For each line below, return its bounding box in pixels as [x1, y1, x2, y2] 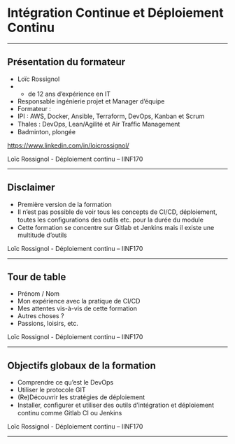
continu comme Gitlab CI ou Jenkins [17, 409, 122, 417]
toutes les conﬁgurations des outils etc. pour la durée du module [17, 215, 204, 224]
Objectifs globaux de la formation [7, 359, 156, 371]
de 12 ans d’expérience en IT [27, 89, 111, 98]
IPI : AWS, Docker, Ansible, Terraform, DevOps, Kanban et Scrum [17, 112, 205, 120]
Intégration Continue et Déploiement [7, 5, 224, 21]
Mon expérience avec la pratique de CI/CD [17, 297, 141, 306]
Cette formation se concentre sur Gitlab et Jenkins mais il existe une [17, 223, 215, 231]
